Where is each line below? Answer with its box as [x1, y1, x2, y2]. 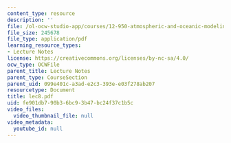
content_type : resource [7, 10, 76, 17]
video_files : [7, 106, 45, 113]
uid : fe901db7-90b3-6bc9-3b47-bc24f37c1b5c [7, 100, 134, 107]
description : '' [7, 16, 54, 23]
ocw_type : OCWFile [7, 61, 60, 68]
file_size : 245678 [7, 29, 60, 36]
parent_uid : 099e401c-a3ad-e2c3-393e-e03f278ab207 [7, 80, 155, 87]
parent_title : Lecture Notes [7, 67, 91, 74]
